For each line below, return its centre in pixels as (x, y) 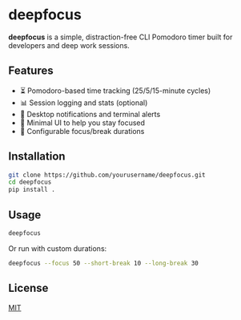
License (28, 288)
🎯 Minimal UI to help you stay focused (82, 123)
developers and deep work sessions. (69, 45)
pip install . (32, 190)
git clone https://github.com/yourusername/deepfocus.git (107, 175)
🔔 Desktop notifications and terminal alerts (90, 114)
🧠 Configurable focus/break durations (82, 131)
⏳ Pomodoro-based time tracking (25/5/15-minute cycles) (115, 91)
